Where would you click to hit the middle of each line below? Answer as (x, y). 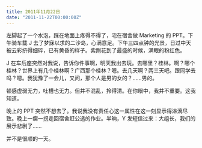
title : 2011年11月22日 (33, 12)
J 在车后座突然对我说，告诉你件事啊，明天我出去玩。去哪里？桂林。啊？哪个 (101, 63)
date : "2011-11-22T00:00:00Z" (44, 17)
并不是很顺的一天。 (30, 138)
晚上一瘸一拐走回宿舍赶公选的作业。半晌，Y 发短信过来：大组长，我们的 (106, 118)
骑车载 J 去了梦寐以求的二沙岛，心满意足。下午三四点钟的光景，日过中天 (101, 43)
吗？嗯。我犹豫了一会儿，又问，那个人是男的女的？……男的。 (82, 78)
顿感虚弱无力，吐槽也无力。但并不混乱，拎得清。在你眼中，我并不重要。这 (98, 90)
